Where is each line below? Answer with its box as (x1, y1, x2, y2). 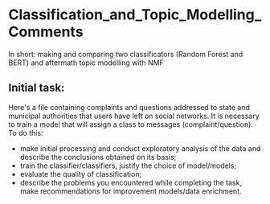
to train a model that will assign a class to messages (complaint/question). (8, 119, 253, 129)
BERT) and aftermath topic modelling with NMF (8, 58, 165, 67)
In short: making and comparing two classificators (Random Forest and (8, 49, 243, 59)
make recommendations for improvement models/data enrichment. (19, 186, 242, 196)
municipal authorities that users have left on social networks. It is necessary (8, 111, 260, 120)
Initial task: (8, 81, 65, 95)
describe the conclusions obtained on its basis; (19, 152, 177, 161)
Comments (8, 22, 84, 41)
